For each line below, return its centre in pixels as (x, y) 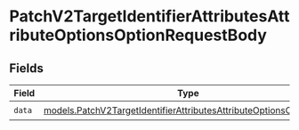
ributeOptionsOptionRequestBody (138, 35)
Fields (27, 68)
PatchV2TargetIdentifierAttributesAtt (149, 16)
